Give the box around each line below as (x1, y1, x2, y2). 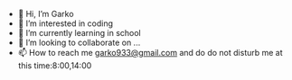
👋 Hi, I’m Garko (17, 9, 74, 19)
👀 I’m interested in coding (17, 18, 114, 29)
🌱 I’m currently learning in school (17, 28, 142, 38)
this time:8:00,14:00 (17, 60, 92, 71)
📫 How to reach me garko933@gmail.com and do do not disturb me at (17, 48, 283, 58)
